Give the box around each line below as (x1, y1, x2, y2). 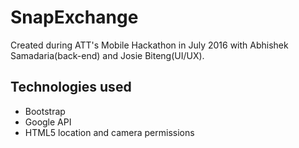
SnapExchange (10, 6, 139, 29)
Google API (24, 116, 72, 128)
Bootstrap (24, 105, 66, 117)
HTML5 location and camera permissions (24, 126, 195, 138)
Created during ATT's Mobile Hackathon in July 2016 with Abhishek (10, 39, 289, 51)
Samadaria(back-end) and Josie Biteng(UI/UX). (10, 49, 205, 61)
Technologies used (10, 79, 132, 96)
